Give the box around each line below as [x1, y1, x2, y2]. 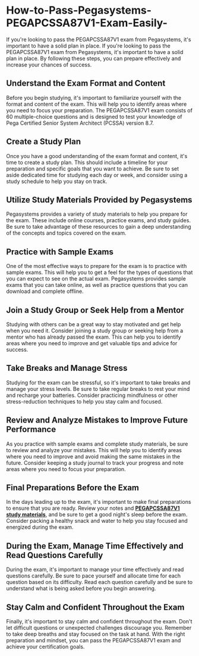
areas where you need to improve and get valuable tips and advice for [6, 340, 178, 346]
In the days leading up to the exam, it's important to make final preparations [6, 499, 191, 506]
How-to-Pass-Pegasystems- [6, 4, 152, 17]
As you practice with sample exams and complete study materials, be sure [6, 440, 188, 447]
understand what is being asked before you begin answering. [6, 585, 156, 592]
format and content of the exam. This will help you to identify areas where [6, 100, 187, 108]
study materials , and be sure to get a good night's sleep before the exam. [6, 511, 188, 518]
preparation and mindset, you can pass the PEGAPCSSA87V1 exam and [6, 637, 181, 644]
